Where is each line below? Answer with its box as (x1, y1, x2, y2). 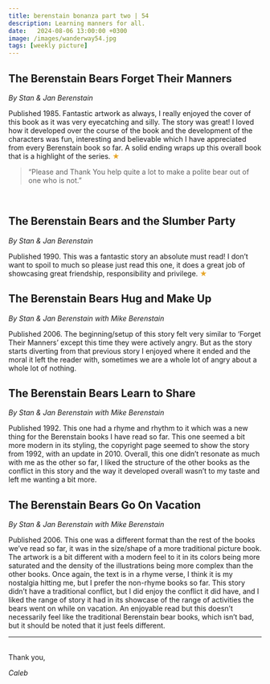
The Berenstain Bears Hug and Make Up (8, 292, 212, 306)
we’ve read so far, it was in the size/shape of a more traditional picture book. (8, 544, 262, 553)
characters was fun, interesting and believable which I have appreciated (8, 134, 247, 143)
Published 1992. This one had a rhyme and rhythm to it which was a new (8, 424, 248, 433)
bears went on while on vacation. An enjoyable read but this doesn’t (8, 603, 233, 613)
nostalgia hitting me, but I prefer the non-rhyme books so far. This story (8, 578, 246, 588)
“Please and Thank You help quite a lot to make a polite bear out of (27, 167, 250, 176)
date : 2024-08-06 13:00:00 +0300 (8, 27, 128, 35)
